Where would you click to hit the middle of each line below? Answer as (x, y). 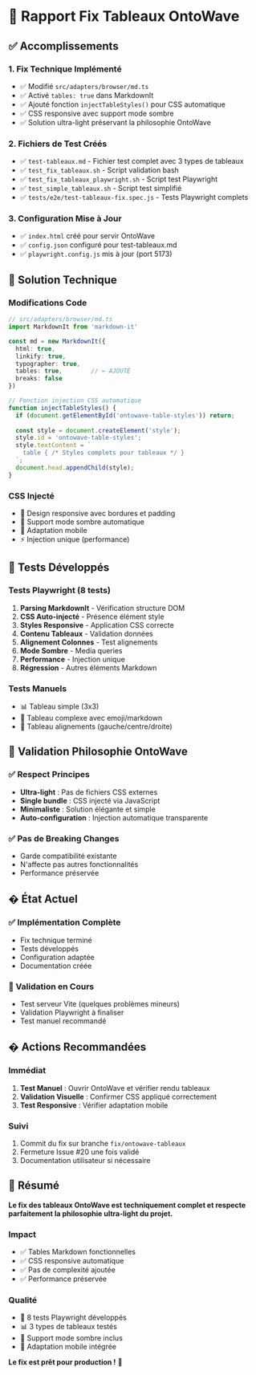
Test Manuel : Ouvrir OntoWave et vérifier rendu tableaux (115, 1088)
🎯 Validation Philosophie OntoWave (98, 752)
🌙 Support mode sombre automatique (82, 522)
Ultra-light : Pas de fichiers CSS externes (89, 792)
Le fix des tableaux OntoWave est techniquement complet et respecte (127, 1205)
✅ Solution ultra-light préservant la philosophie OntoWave (115, 122)
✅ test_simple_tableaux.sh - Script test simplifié (101, 189)
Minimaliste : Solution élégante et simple (88, 809)
